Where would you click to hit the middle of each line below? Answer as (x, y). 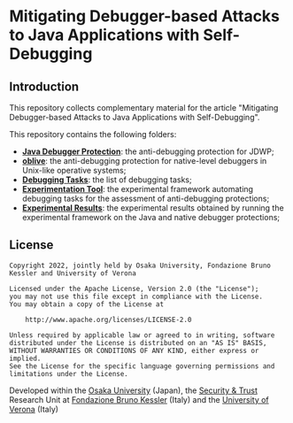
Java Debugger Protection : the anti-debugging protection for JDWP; (148, 151)
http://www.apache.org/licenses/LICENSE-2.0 (108, 319)
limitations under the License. (69, 373)
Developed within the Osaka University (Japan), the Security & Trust (134, 390)
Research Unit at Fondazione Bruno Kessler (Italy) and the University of (139, 399)
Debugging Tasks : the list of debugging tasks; (107, 180)
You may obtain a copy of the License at (87, 304)
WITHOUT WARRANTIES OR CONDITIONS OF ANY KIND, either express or (134, 350)
